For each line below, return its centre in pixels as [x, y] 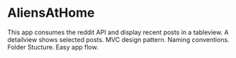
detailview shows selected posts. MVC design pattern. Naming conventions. [118, 39]
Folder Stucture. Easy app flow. [53, 47]
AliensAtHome [51, 13]
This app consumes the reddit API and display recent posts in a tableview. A [118, 32]
